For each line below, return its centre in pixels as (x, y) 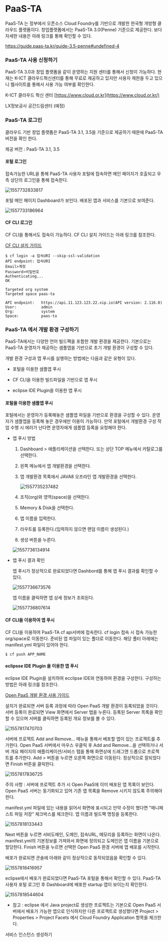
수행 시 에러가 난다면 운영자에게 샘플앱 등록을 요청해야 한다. (68, 428)
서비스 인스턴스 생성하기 (29, 934)
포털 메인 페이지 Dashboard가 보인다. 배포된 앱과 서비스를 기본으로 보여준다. (80, 200)
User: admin (29, 307)
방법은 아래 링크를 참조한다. (32, 684)
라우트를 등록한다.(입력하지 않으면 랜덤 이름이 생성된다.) (74, 529)
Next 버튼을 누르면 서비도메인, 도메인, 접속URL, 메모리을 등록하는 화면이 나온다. (83, 834)
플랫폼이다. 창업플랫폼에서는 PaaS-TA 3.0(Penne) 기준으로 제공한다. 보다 (90, 29)
